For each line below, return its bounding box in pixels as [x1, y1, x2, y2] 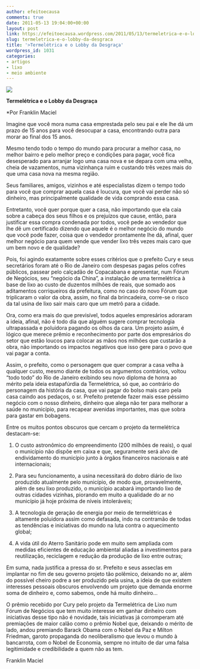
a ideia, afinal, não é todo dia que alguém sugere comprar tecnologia [6, 318, 175, 326]
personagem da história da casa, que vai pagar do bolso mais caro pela [6, 386, 182, 394]
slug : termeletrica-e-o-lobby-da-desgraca [6, 36, 113, 42]
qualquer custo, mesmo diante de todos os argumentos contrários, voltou [6, 368, 186, 375]
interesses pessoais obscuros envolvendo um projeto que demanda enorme [6, 583, 193, 590]
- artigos [6, 59, 31, 65]
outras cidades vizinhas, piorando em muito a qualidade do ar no [14, 491, 174, 499]
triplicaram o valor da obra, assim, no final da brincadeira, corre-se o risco [6, 294, 189, 301]
